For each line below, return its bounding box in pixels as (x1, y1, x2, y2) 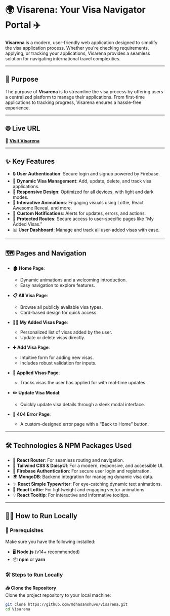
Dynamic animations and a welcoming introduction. (20, 277, 127, 283)
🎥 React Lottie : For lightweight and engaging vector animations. (12, 487, 146, 492)
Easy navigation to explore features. (20, 282, 95, 288)
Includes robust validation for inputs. (20, 360, 97, 366)
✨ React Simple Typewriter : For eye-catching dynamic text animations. (12, 481, 162, 487)
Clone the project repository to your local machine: (5, 592, 111, 598)
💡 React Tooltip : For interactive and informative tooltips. (12, 492, 130, 498)
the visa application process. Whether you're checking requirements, (5, 45, 149, 51)
